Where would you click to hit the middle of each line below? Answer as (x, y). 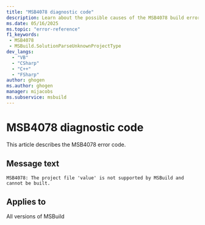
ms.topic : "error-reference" (43, 29)
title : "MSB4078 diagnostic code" (50, 12)
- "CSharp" (26, 63)
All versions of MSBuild (36, 216)
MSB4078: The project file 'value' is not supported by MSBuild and (95, 178)
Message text (33, 164)
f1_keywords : (23, 35)
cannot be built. (28, 183)
